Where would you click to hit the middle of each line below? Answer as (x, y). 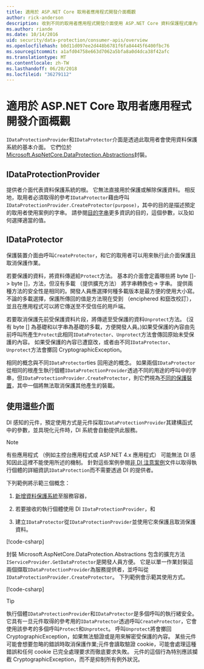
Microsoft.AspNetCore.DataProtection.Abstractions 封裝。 (78, 155)
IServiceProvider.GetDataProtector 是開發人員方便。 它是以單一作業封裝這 (100, 562)
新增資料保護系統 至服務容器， (52, 496)
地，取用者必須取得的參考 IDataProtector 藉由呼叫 (68, 197)
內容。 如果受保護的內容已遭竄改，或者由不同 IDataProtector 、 (95, 342)
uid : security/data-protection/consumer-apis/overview (77, 40)
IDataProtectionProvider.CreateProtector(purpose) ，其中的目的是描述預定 (101, 205)
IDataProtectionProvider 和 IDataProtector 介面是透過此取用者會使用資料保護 (102, 140)
